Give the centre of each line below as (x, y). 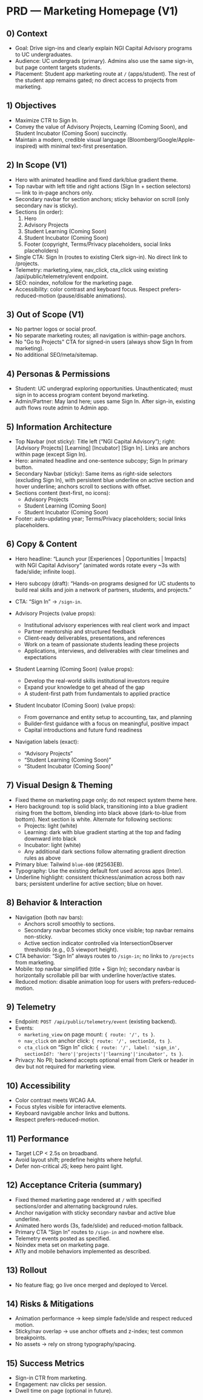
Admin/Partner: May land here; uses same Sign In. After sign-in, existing (105, 402)
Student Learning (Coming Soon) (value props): (75, 669)
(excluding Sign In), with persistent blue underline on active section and (105, 480)
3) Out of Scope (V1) (45, 315)
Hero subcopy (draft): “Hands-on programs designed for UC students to (105, 583)
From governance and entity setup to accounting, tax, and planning (108, 717)
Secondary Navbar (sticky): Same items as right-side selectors (93, 474)
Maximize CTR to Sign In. (46, 120)
